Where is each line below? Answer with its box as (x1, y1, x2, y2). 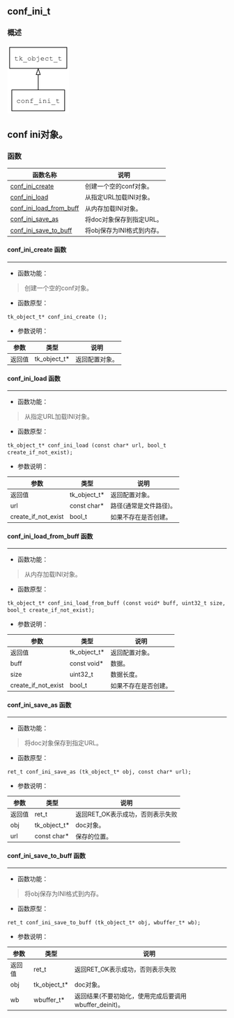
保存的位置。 (75, 832, 113, 840)
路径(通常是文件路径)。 (110, 501, 177, 510)
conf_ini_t (7, 6, 51, 17)
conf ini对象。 (7, 129, 68, 141)
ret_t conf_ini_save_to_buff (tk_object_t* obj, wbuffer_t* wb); (7, 919, 201, 926)
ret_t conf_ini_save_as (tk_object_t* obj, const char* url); (7, 768, 192, 775)
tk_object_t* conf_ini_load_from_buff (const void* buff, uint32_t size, (7, 600, 226, 607)
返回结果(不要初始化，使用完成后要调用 (74, 991, 187, 1000)
